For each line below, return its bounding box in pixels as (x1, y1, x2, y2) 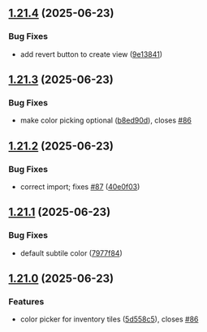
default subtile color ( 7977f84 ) (19, 248, 123, 258)
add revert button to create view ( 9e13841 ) (19, 49, 163, 59)
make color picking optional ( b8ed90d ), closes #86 (19, 115, 192, 125)
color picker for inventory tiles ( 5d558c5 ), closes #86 (19, 314, 199, 324)
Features (8, 296, 45, 308)
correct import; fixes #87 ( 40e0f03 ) (19, 182, 140, 192)
